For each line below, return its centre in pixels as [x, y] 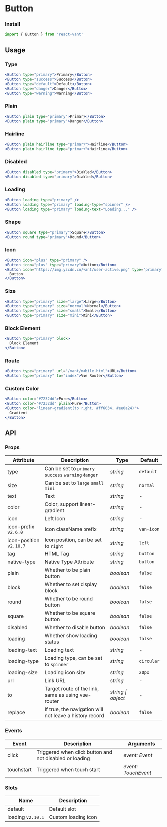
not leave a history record [74, 716]
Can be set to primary [70, 469]
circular [149, 661]
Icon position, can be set [73, 540]
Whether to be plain [68, 570]
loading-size [23, 673]
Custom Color [22, 388]
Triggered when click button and [75, 752]
